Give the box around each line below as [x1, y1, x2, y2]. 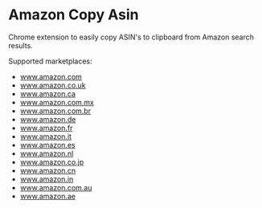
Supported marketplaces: [8, 56, 92, 66]
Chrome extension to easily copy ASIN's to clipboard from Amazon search [8, 32, 255, 42]
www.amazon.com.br [19, 106, 91, 116]
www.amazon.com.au [19, 182, 92, 192]
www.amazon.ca [19, 88, 76, 98]
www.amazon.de [19, 114, 76, 124]
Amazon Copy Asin [8, 6, 139, 24]
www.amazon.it [19, 131, 72, 141]
